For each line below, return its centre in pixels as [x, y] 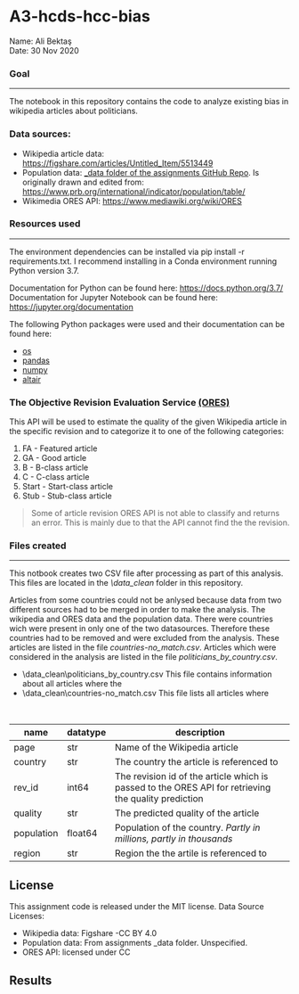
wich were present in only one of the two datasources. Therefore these [139, 628]
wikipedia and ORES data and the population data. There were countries [141, 619]
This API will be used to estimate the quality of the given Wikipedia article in [148, 422]
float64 [82, 834]
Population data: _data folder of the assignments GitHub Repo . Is [141, 172]
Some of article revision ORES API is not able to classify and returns [155, 513]
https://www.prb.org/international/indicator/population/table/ [133, 191]
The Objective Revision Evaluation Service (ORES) [119, 402]
